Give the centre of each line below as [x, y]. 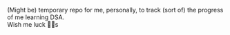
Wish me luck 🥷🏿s [33, 24]
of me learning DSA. [36, 17]
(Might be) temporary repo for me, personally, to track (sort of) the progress [115, 10]
